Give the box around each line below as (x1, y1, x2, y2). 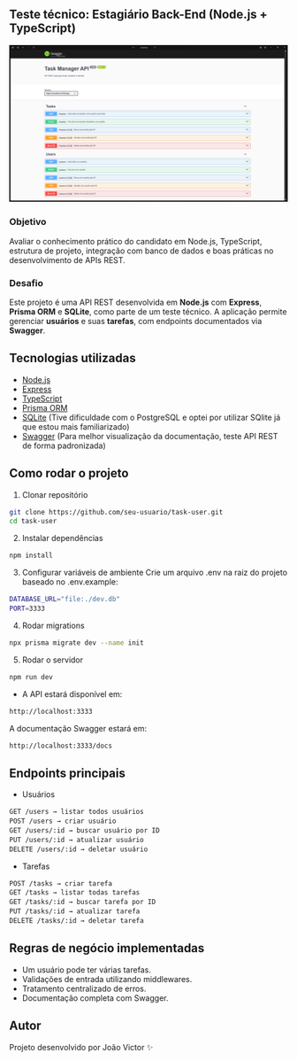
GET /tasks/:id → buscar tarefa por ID (9, 898, 156, 907)
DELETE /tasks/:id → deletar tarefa (9, 917, 144, 925)
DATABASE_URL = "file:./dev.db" (9, 595, 121, 604)
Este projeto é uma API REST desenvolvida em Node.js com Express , (9, 297, 263, 307)
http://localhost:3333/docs (9, 741, 113, 750)
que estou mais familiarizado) (21, 421, 130, 432)
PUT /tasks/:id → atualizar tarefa (9, 907, 141, 916)
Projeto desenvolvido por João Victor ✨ (9, 1042, 154, 1052)
